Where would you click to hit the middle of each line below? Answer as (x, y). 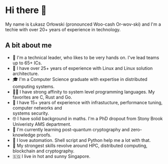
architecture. (26, 73)
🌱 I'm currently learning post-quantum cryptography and (71, 129)
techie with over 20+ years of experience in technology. (63, 29)
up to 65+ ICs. (27, 63)
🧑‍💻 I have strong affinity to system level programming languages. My (83, 92)
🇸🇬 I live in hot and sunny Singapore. (51, 156)
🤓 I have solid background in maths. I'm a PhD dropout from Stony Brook (88, 118)
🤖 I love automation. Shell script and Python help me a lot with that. (81, 140)
